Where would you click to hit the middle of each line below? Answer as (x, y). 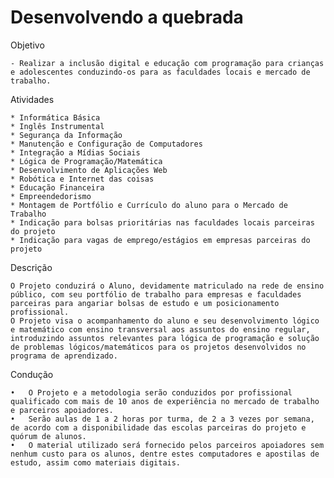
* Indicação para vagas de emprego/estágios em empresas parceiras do (160, 240)
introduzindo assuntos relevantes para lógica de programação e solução (165, 338)
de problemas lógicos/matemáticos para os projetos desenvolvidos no (158, 347)
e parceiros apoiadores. (62, 410)
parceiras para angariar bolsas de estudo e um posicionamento (145, 303)
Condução (32, 374)
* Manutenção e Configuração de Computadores (106, 144)
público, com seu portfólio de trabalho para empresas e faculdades (156, 294)
